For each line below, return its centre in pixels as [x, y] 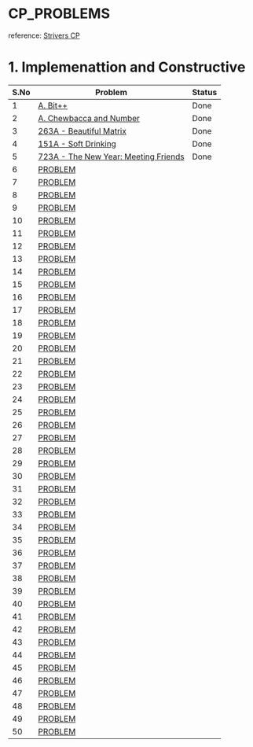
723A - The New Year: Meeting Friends [111, 156]
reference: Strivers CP [44, 35]
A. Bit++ [53, 105]
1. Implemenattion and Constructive [127, 67]
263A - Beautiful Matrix [82, 131]
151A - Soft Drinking [77, 144]
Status [205, 92]
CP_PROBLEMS [59, 14]
